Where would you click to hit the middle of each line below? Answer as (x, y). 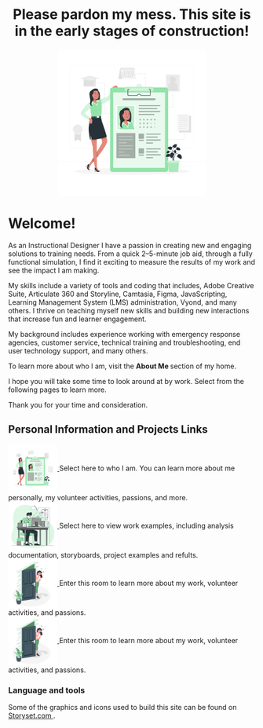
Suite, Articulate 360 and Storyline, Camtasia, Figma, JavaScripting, (118, 294)
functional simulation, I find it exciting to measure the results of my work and (132, 262)
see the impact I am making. (54, 270)
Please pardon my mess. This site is (132, 15)
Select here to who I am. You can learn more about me (147, 468)
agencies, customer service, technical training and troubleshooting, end (124, 342)
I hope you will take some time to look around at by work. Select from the (126, 381)
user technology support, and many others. (78, 350)
